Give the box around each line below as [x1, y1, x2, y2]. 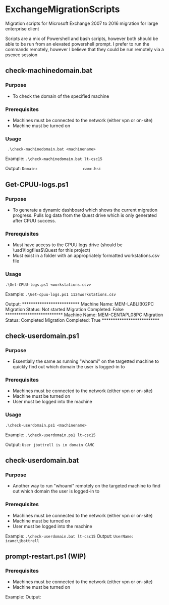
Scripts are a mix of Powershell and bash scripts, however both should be [5, 35, 158, 42]
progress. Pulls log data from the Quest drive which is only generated [12, 212, 157, 218]
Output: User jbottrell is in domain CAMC [5, 441, 95, 447]
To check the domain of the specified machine [12, 93, 109, 99]
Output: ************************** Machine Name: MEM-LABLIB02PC [5, 300, 154, 307]
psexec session [5, 52, 38, 58]
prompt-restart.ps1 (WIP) [5, 552, 86, 561]
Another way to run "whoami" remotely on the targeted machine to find [12, 483, 160, 489]
